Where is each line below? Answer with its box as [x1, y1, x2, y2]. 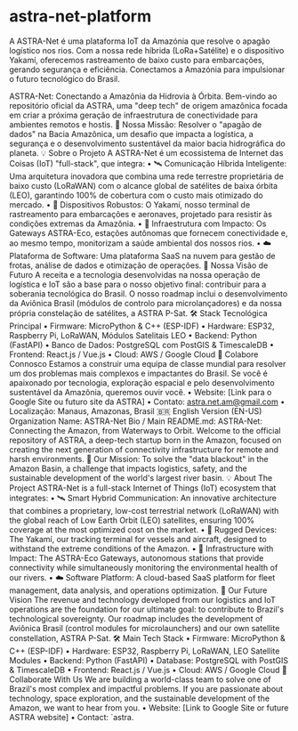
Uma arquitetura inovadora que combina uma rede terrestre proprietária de [9, 171, 285, 182]
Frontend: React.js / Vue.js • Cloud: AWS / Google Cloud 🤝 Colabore [9, 349, 259, 360]
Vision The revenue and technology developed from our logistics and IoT [9, 594, 276, 605]
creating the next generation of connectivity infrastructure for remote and [9, 443, 278, 455]
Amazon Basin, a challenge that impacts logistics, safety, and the [9, 463, 247, 474]
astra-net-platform [9, 6, 152, 27]
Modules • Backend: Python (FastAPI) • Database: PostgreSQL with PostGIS [9, 654, 289, 665]
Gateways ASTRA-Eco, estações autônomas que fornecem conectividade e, [9, 227, 288, 238]
